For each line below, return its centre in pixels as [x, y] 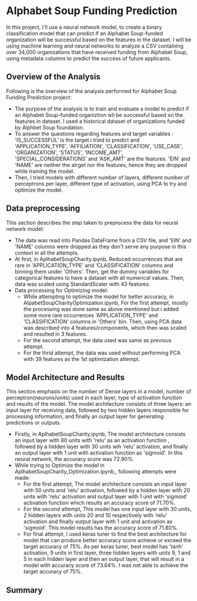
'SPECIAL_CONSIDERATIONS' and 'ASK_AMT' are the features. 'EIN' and [102, 158]
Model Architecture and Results [65, 377]
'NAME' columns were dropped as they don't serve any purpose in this [100, 246]
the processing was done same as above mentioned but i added [101, 309]
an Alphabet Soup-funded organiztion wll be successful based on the [99, 115]
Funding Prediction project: [39, 97]
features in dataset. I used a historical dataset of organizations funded [100, 121]
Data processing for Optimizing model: [61, 290]
